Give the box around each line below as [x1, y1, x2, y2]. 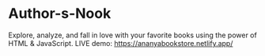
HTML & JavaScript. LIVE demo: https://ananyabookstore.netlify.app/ [8, 38, 233, 47]
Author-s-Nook [8, 5, 112, 23]
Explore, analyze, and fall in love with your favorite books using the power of [8, 30, 257, 40]
